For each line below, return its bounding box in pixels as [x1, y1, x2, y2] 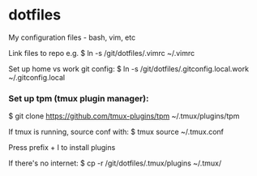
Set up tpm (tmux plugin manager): [8, 92, 149, 104]
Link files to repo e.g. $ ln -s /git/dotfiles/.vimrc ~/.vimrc [8, 48, 195, 58]
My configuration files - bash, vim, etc [8, 32, 136, 42]
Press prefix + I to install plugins [8, 143, 116, 152]
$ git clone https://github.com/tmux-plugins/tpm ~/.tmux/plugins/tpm [8, 111, 240, 121]
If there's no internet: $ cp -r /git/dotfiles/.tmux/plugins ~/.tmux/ [8, 158, 221, 168]
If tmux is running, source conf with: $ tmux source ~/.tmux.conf [8, 127, 225, 137]
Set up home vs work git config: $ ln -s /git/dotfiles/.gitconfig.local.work [8, 63, 250, 74]
